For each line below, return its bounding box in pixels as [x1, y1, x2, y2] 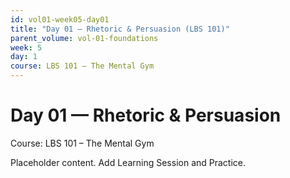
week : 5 [10, 42, 43, 53]
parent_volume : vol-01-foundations [10, 33, 159, 43]
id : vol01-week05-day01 [10, 14, 110, 25]
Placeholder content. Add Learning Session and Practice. [10, 156, 247, 168]
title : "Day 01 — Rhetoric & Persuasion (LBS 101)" [10, 24, 230, 34]
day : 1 [10, 52, 38, 62]
